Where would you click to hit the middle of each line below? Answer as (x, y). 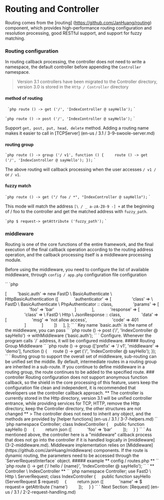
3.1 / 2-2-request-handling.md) (45, 492)
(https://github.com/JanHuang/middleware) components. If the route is (77, 450)
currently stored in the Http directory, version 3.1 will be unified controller (79, 398)
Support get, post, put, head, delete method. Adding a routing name (77, 128)
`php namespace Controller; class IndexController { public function (75, 424)
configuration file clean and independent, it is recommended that (70, 388)
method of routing (24, 98)
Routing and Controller (52, 9)
